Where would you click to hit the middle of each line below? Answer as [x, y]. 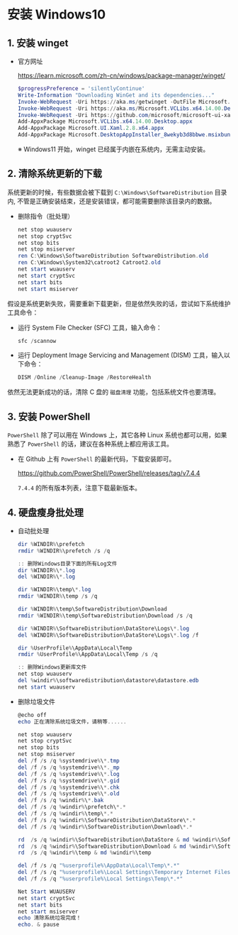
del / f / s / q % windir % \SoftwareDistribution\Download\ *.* [105, 827]
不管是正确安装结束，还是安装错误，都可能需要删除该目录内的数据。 [116, 201]
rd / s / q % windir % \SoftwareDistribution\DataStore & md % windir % [118, 840]
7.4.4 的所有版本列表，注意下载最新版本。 [79, 488]
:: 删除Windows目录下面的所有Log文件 [67, 564]
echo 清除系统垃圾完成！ [49, 918]
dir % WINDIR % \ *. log [46, 570]
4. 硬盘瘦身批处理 [45, 512]
